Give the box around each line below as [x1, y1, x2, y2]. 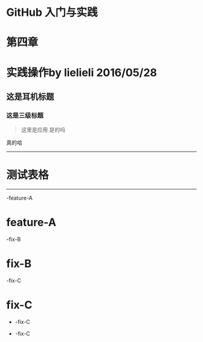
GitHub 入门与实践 [6, 5, 98, 19]
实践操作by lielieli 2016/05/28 [6, 65, 157, 79]
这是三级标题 [6, 111, 44, 119]
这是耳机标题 [6, 92, 54, 102]
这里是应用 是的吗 [21, 126, 65, 133]
